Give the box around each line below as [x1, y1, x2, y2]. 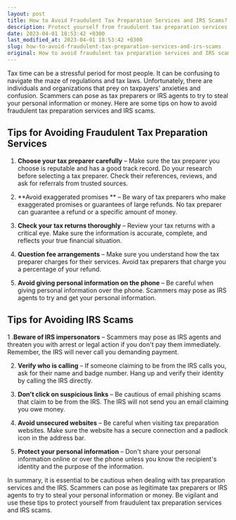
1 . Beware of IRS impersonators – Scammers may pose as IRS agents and [7, 333, 221, 341]
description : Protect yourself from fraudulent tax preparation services [7, 23, 228, 30]
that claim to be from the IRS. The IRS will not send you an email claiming [17, 397, 229, 406]
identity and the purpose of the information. [17, 462, 144, 471]
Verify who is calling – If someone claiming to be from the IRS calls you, [17, 361, 227, 370]
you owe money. [17, 404, 65, 413]
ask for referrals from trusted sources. [17, 179, 129, 187]
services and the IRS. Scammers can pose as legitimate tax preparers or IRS [7, 483, 228, 492]
